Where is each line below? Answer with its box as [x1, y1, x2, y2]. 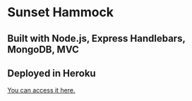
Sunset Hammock [7, 4, 114, 20]
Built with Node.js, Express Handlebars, [7, 32, 186, 44]
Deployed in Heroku [7, 67, 97, 79]
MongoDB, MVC [7, 43, 80, 55]
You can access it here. [7, 86, 76, 95]
